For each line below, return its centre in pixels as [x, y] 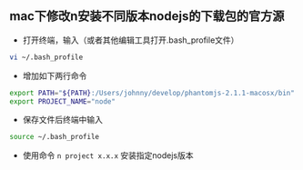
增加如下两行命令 [55, 75]
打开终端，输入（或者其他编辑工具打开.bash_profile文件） [131, 40]
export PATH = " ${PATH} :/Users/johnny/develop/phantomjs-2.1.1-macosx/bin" [152, 93]
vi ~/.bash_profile [46, 57]
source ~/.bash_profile [55, 137]
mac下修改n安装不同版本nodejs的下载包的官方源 [147, 16]
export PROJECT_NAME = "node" [63, 101]
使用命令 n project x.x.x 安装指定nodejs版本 [108, 155]
